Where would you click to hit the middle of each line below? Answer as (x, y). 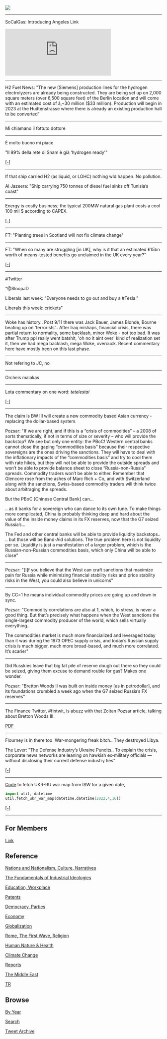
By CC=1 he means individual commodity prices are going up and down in (81, 595)
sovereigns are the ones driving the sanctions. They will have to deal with (80, 452)
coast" (12, 191)
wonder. (14, 676)
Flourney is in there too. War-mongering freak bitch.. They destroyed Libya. (82, 740)
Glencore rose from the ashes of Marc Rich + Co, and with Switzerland (78, 479)
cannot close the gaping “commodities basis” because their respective (78, 447)
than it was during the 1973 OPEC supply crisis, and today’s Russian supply (82, 641)
